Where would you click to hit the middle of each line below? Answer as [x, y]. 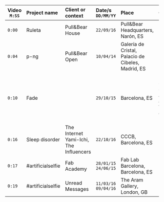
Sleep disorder [43, 140]
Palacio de [133, 56]
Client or [75, 10]
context [74, 16]
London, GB [134, 192]
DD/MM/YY [106, 16]
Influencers [78, 152]
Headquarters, [137, 30]
